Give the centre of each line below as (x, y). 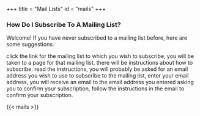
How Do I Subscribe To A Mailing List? (64, 24)
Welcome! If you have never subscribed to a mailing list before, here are (97, 38)
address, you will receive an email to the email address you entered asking (100, 82)
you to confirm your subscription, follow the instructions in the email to (95, 89)
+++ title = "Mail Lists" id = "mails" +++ (56, 9)
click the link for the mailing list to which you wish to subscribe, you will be (100, 56)
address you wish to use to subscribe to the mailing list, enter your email (98, 76)
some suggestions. (30, 45)
